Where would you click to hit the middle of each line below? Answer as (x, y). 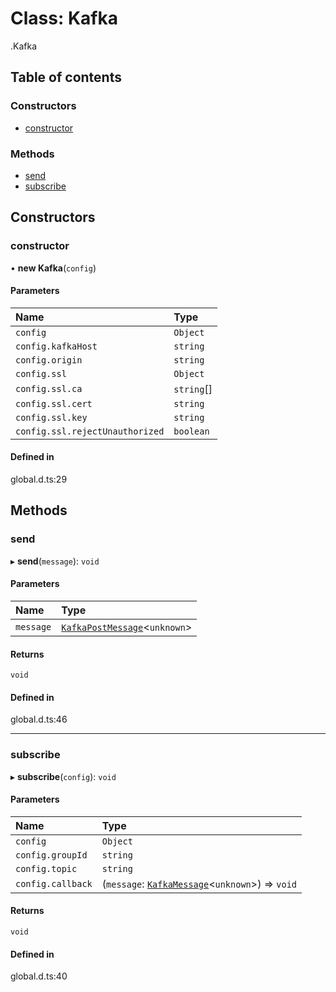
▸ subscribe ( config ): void (63, 776)
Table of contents (66, 77)
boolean (191, 431)
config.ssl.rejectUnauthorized (90, 431)
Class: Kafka (64, 18)
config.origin (49, 360)
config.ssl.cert (54, 403)
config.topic (46, 868)
